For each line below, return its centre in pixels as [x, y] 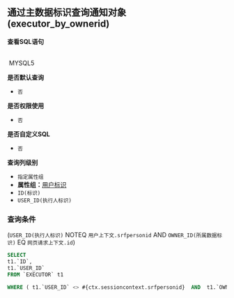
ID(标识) [29, 193]
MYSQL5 [22, 63]
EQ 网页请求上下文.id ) [46, 242]
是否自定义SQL [29, 134]
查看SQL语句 [25, 41]
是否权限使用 [25, 105]
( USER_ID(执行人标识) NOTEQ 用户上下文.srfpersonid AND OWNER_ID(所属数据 [112, 235]
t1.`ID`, [20, 261]
